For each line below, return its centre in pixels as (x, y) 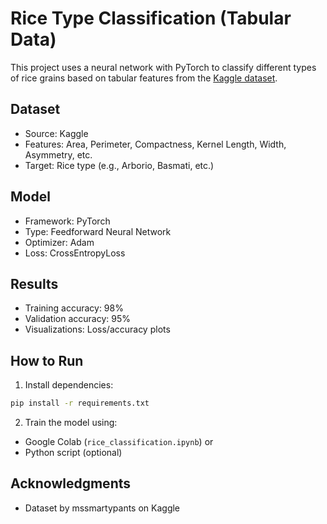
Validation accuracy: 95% (77, 319)
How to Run (47, 360)
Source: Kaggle (56, 133)
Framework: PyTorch (67, 221)
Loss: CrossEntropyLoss (75, 253)
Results (34, 283)
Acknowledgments (71, 483)
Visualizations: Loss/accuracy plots (97, 329)
